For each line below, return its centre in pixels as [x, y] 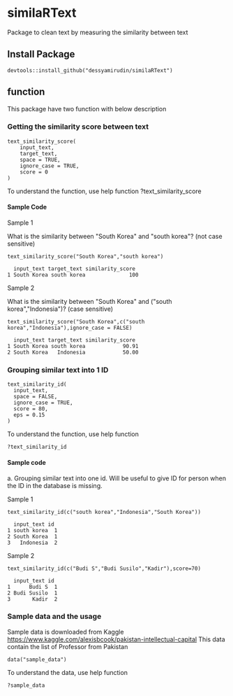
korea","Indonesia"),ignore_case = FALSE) [70, 328]
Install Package [41, 54]
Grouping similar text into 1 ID [58, 370]
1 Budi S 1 [32, 587]
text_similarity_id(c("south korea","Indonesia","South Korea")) [104, 512]
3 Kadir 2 [32, 599]
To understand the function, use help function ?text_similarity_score [105, 191]
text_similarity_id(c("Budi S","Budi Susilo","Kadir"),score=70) [104, 569]
